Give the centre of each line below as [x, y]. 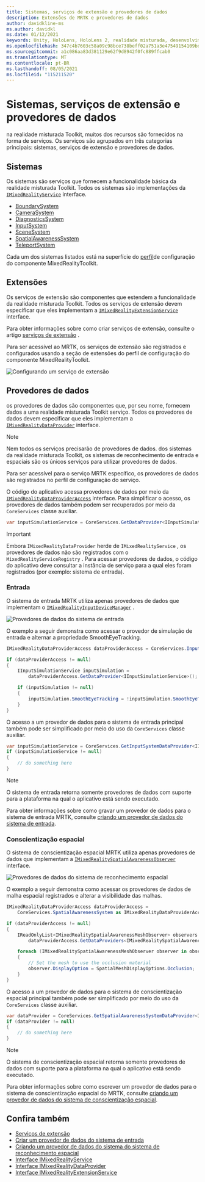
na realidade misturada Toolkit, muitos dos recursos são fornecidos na [95, 134]
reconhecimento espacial [47, 1153]
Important [19, 534]
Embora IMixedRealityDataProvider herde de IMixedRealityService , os [96, 546]
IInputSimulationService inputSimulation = [74, 671]
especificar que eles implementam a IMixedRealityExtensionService [92, 310]
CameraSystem [34, 212]
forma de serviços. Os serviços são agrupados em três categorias [89, 141]
